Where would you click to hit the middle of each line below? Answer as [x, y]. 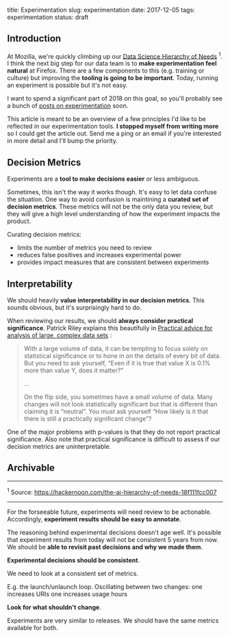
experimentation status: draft [48, 17]
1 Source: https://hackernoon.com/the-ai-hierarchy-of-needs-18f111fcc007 [112, 491]
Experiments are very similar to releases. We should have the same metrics [113, 620]
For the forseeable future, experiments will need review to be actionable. [110, 512]
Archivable [31, 468]
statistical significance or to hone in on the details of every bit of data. [122, 356]
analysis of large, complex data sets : [60, 335]
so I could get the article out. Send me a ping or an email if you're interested [114, 133]
